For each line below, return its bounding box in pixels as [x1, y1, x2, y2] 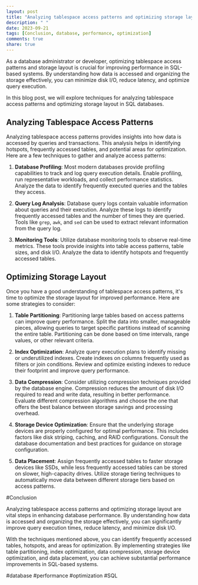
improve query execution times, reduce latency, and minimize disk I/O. [6, 524, 177, 531]
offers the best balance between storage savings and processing [14, 403, 173, 410]
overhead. [14, 409, 40, 417]
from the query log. [14, 224, 62, 232]
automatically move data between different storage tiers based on [14, 476, 175, 483]
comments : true [6, 36, 44, 42]
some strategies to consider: [6, 300, 75, 307]
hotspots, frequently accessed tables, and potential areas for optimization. [6, 146, 187, 153]
